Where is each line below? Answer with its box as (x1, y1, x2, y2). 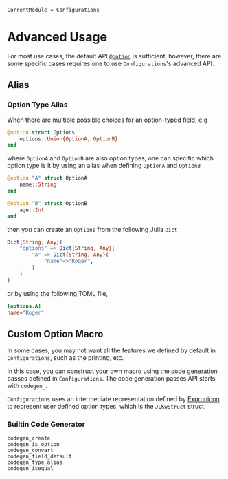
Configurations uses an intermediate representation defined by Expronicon (7, 395, 220, 403)
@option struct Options (7, 129, 76, 136)
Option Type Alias (7, 100, 68, 109)
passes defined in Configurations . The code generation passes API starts (7, 374, 216, 383)
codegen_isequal (7, 465, 54, 472)
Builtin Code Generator (7, 420, 86, 429)
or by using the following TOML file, (7, 289, 109, 297)
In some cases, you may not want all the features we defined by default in (7, 346, 216, 354)
